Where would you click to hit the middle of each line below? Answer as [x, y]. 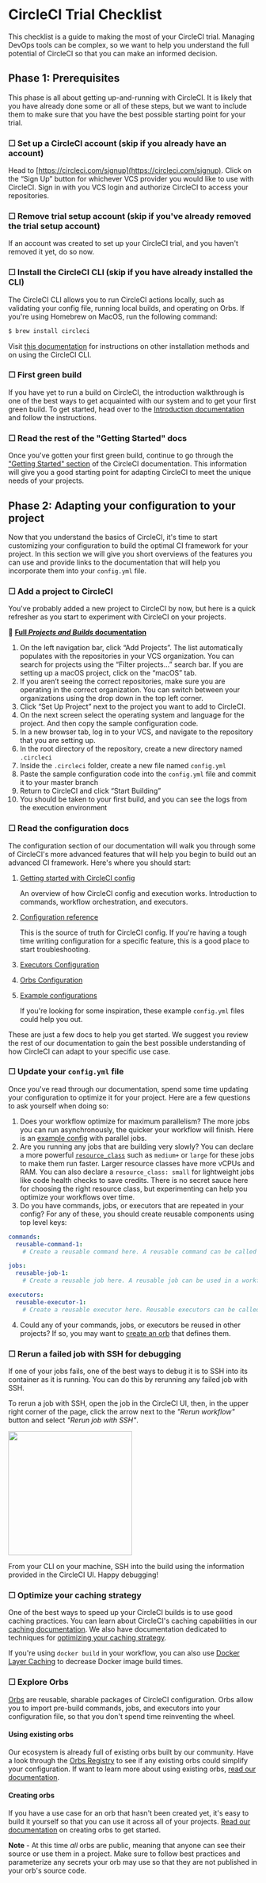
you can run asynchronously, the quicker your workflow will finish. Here [137, 1129]
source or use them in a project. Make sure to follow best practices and [124, 1854]
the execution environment [63, 808]
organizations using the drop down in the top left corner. [112, 698]
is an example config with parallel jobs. [83, 1138]
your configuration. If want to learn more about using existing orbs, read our [132, 1769]
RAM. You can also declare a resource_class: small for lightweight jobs [137, 1172]
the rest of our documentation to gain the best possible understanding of [127, 1043]
